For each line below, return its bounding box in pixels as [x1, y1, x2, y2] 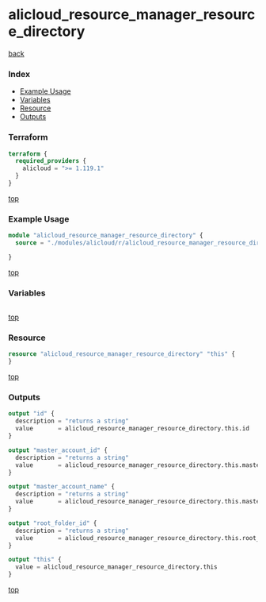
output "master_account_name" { [8, 483, 115, 491]
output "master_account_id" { [8, 446, 108, 454]
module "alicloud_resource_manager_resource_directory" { [8, 232, 203, 240]
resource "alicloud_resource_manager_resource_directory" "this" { [8, 350, 236, 358]
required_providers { [15, 157, 87, 165]
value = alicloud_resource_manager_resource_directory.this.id [15, 425, 249, 433]
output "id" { [8, 410, 55, 418]
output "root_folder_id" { [8, 519, 97, 527]
